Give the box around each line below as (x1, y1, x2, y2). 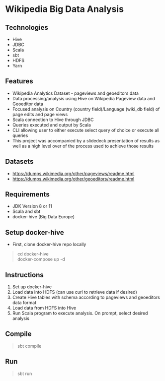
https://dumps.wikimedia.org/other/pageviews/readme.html (12, 170, 135, 177)
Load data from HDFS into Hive (12, 305, 76, 311)
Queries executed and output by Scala (12, 122, 91, 127)
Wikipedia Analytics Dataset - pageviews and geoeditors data (12, 90, 139, 96)
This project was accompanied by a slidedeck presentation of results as (12, 137, 160, 143)
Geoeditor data (12, 101, 43, 107)
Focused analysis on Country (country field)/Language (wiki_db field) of (12, 106, 160, 112)
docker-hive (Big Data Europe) (12, 214, 75, 220)
